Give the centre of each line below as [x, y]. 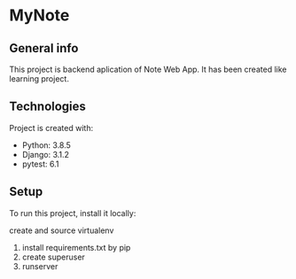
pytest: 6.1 [40, 164]
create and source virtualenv [62, 230]
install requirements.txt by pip [76, 247]
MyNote [39, 15]
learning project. [39, 79]
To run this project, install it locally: [73, 213]
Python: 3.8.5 [46, 145]
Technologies [48, 107]
